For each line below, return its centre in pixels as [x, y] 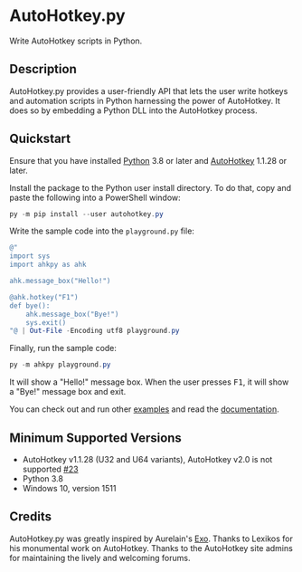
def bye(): [30, 305]
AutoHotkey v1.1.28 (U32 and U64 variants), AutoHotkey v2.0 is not [147, 459]
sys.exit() [46, 322]
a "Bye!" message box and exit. [68, 392]
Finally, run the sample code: [63, 348]
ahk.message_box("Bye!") [72, 314]
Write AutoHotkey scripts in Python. [76, 41]
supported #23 [50, 469]
